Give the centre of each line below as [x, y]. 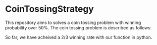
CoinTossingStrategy [50, 9]
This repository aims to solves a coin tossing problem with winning [73, 22]
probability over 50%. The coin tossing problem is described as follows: [78, 27]
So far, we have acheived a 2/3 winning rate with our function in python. [78, 37]
